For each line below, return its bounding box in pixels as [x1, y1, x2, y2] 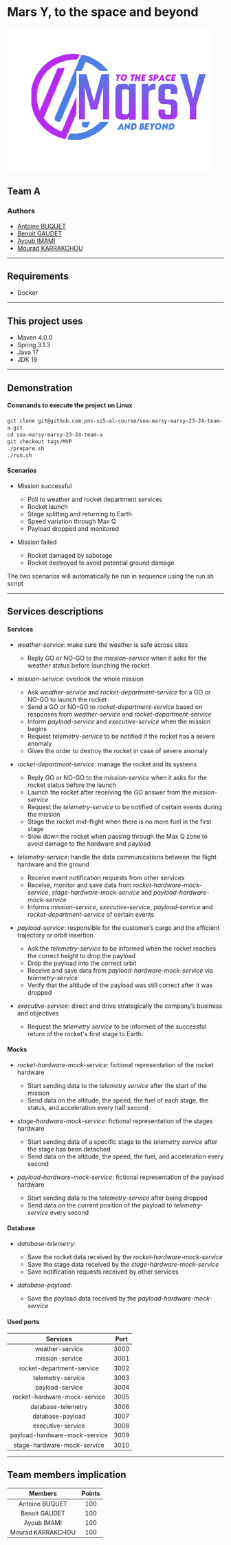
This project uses [7, 315, 83, 327]
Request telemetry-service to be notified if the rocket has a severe [27, 732, 215, 740]
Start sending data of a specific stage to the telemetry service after [27, 1137, 218, 1146]
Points [81, 1489, 101, 1498]
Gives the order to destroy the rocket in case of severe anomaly [27, 746, 208, 755]
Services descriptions [7, 605, 104, 618]
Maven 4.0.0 [16, 333, 53, 342]
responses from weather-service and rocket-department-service [27, 710, 212, 718]
